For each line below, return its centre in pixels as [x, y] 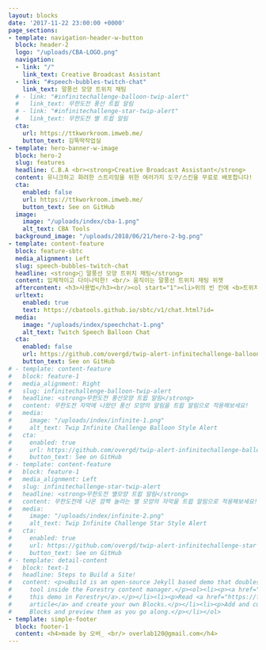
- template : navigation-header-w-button [76, 38]
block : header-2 [42, 45]
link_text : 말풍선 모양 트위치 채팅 [74, 89]
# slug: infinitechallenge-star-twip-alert [84, 487]
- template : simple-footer [53, 619]
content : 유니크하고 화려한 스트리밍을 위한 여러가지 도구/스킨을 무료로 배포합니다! [134, 178]
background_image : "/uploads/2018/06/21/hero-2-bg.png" [109, 237]
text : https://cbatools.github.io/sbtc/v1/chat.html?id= [118, 310]
